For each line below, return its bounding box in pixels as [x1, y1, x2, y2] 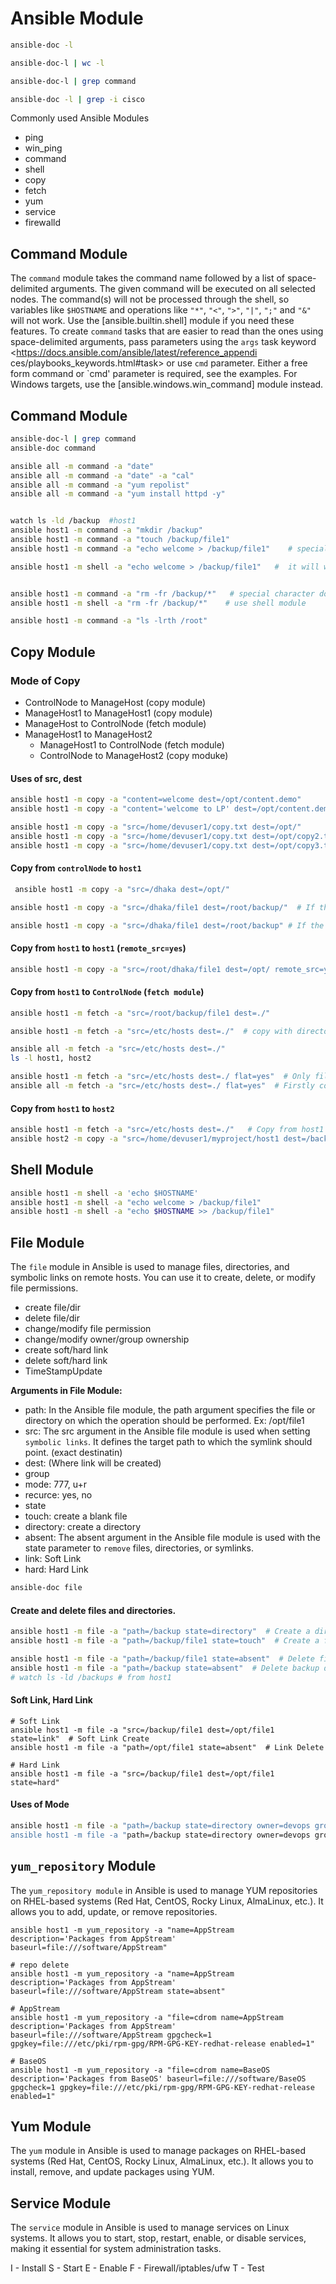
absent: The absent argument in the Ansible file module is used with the [24, 1532, 321, 1544]
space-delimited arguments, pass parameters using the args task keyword [10, 336, 317, 348]
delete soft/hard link [24, 1355, 108, 1367]
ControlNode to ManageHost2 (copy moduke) [39, 750, 229, 761]
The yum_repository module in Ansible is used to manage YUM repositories [10, 1884, 318, 1896]
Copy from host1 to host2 [10, 1102, 115, 1114]
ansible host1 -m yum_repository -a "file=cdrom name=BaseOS [10, 2065, 271, 2075]
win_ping [24, 142, 63, 154]
